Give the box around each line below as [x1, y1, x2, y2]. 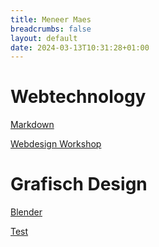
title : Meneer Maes [10, 14, 92, 25]
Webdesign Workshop [10, 138, 102, 150]
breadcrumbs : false [10, 24, 92, 34]
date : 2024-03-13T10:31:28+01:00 [10, 42, 150, 53]
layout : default [10, 33, 78, 43]
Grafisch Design [10, 173, 148, 196]
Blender [10, 206, 43, 218]
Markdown [10, 119, 55, 131]
